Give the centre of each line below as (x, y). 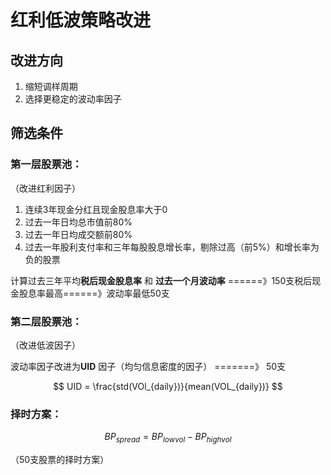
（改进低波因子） (45, 345)
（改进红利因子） (45, 188)
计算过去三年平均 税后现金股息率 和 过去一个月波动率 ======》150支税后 (161, 280)
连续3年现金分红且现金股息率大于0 (96, 209)
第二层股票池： (46, 321)
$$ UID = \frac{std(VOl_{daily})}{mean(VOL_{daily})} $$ (168, 386)
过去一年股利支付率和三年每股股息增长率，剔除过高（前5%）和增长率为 (172, 247)
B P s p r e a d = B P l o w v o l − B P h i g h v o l (168, 438)
